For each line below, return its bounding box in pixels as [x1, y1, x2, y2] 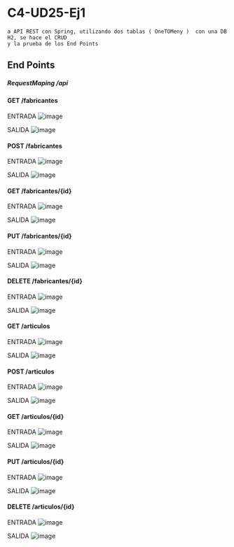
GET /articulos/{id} [7, 412, 64, 420]
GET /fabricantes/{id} [7, 187, 72, 195]
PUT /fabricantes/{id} [7, 232, 72, 240]
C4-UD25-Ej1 [7, 5, 86, 21]
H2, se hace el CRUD [7, 34, 68, 41]
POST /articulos [7, 367, 55, 376]
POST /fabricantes [7, 141, 63, 150]
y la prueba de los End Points [7, 40, 99, 47]
